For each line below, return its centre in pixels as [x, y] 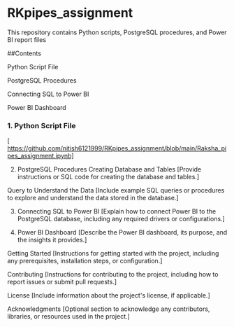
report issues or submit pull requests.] [62, 282]
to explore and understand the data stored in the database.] [93, 198]
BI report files [27, 39]
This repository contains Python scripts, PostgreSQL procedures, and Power [117, 32]
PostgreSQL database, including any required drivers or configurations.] [121, 219]
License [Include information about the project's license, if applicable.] [109, 295]
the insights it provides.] [52, 240]
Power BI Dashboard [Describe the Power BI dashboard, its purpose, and [122, 232]
